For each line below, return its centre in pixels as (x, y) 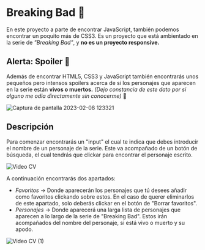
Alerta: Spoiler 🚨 (38, 61)
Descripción (30, 127)
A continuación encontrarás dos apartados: (61, 178)
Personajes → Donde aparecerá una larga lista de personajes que (98, 210)
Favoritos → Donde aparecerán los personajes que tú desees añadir (101, 190)
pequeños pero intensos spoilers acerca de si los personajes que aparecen (101, 83)
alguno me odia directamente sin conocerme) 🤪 (66, 96)
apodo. (24, 229)
